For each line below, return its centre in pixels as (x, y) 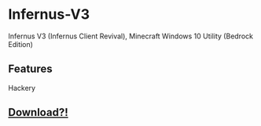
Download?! (38, 112)
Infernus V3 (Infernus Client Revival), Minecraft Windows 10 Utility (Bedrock (131, 36)
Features (30, 69)
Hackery (22, 88)
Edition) (21, 44)
